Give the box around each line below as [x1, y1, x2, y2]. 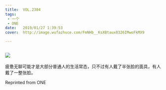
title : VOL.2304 [5, 7, 41, 12]
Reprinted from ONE [5, 79, 46, 85]
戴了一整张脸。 [5, 69, 36, 75]
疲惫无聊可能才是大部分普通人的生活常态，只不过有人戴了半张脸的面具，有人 [5, 63, 161, 69]
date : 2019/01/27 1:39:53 [5, 26, 63, 30]
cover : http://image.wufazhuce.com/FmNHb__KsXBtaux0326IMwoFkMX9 [5, 30, 145, 35]
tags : [5, 12, 16, 17]
